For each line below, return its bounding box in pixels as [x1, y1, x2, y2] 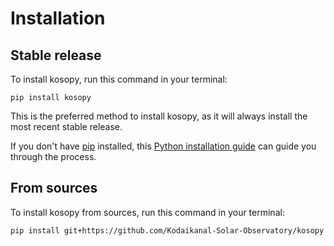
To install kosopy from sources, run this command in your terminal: [10, 206, 285, 218]
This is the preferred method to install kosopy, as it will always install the [10, 110, 308, 122]
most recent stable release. [10, 121, 123, 132]
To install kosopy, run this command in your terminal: [10, 73, 228, 85]
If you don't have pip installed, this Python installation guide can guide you [10, 140, 317, 152]
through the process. [10, 151, 97, 162]
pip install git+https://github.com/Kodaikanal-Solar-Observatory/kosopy [10, 225, 325, 236]
